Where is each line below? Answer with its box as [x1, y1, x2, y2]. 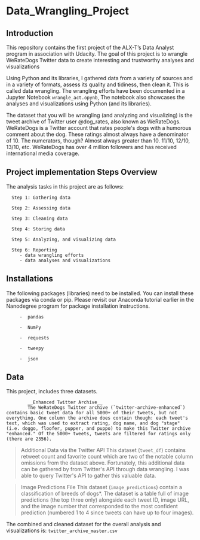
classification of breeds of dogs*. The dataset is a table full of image [20, 490, 189, 497]
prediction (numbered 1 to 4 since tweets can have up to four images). [20, 509, 194, 516]
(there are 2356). [6, 436, 52, 442]
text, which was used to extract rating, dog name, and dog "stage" [6, 420, 180, 426]
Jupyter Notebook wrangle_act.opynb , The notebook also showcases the [6, 94, 185, 101]
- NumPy [19, 324, 42, 330]
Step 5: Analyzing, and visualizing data [11, 236, 116, 242]
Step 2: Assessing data [11, 205, 70, 211]
